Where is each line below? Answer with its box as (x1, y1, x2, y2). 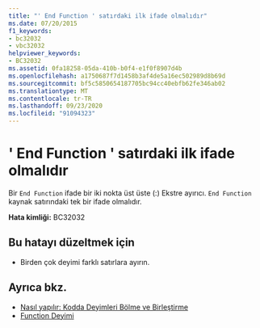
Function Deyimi (19, 310, 74, 320)
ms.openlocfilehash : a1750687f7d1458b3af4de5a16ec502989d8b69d (8, 72, 226, 80)
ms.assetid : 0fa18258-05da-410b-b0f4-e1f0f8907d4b (8, 65, 182, 73)
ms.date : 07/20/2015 (8, 19, 78, 27)
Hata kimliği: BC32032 (8, 212, 86, 222)
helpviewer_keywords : (8, 49, 82, 57)
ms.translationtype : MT (8, 86, 89, 95)
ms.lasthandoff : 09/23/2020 (8, 102, 103, 110)
